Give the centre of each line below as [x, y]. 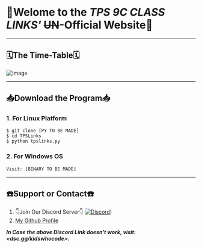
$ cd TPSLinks [24, 136]
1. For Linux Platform [37, 119]
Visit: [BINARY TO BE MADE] [41, 169]
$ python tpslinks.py [33, 141]
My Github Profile [37, 220]
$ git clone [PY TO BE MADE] [43, 131]
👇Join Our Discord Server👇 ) [63, 212]
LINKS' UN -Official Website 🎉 [80, 25]
